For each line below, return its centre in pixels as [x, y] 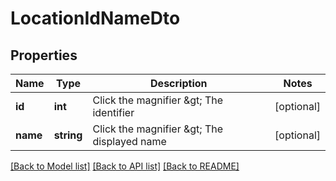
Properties [44, 55]
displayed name [129, 141]
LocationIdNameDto [95, 18]
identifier [113, 112]
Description [179, 83]
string [68, 135]
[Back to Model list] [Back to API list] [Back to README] [125, 166]
